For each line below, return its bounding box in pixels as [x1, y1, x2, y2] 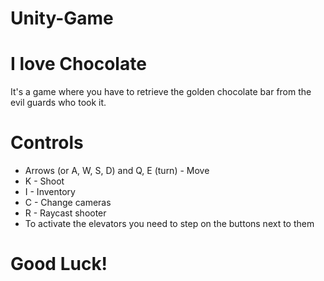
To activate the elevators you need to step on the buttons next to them [24, 218, 315, 230]
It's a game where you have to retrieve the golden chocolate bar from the [10, 86, 312, 98]
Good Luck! [10, 253, 108, 276]
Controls [10, 132, 84, 154]
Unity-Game [10, 7, 114, 30]
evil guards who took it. [10, 97, 107, 109]
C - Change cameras [24, 197, 112, 209]
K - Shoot [24, 175, 65, 187]
